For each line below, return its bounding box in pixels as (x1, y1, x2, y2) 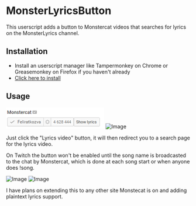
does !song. (6, 164, 35, 171)
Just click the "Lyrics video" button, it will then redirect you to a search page (6, 134, 190, 141)
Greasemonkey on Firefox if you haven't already (14, 68, 130, 75)
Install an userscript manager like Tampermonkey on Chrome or (14, 62, 169, 69)
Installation (6, 47, 48, 57)
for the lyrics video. (6, 140, 53, 147)
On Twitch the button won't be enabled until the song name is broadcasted (6, 152, 186, 159)
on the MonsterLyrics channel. (6, 29, 80, 36)
